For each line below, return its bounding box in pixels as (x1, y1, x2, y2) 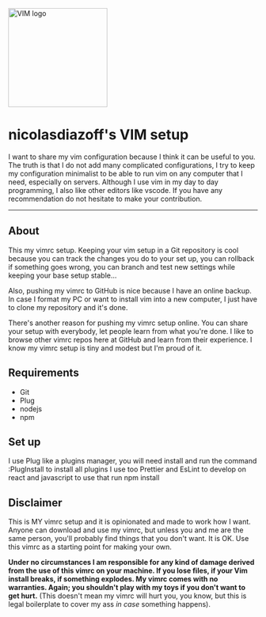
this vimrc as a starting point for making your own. (8, 542, 173, 552)
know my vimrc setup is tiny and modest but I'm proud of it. (8, 343, 203, 353)
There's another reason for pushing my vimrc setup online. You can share (8, 318, 249, 327)
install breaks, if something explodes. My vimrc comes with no (8, 574, 218, 584)
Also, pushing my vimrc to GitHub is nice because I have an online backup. (8, 286, 252, 295)
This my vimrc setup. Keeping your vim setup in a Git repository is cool (8, 245, 239, 255)
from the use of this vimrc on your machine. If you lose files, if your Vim (8, 566, 248, 576)
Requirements (8, 366, 79, 380)
